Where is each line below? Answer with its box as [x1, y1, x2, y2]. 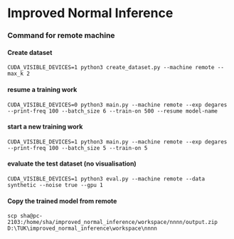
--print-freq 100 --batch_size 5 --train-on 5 [7, 144, 148, 151]
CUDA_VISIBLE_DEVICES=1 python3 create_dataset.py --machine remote [7, 64, 215, 71]
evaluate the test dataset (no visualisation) [7, 159, 137, 168]
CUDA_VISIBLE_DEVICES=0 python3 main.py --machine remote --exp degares [7, 101, 228, 108]
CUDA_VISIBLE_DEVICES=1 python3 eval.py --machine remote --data [7, 175, 205, 183]
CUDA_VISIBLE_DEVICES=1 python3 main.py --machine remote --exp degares [7, 138, 228, 146]
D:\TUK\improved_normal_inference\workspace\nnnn [7, 225, 158, 233]
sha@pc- [20, 213, 43, 220]
